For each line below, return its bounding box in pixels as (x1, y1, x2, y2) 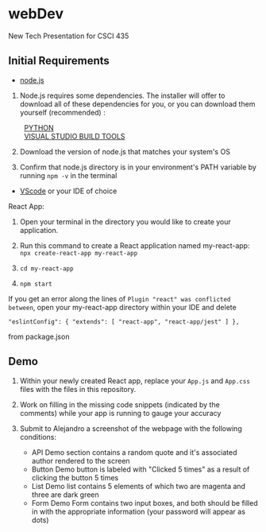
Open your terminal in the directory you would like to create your (19, 216, 232, 227)
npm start (19, 280, 53, 288)
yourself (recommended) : (19, 107, 106, 117)
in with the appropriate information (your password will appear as (31, 507, 246, 516)
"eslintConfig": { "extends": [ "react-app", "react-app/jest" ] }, (8, 317, 240, 326)
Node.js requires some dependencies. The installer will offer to (19, 91, 226, 100)
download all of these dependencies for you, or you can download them (19, 99, 256, 108)
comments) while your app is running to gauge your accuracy (19, 408, 222, 417)
